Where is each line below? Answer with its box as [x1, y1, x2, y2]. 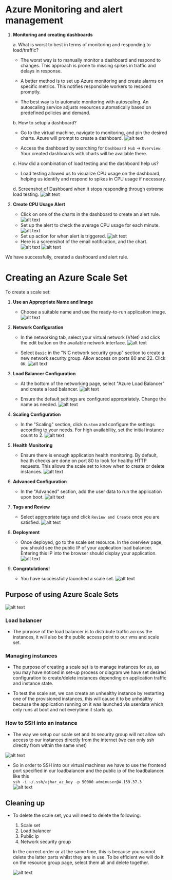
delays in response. [20, 68, 62, 74]
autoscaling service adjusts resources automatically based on [20, 104, 151, 110]
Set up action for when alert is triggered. [20, 233, 106, 239]
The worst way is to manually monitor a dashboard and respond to [20, 57, 161, 63]
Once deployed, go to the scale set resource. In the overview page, [20, 539, 163, 545]
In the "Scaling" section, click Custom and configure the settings [20, 421, 155, 427]
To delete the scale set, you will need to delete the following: [12, 812, 141, 818]
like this [12, 773, 29, 779]
